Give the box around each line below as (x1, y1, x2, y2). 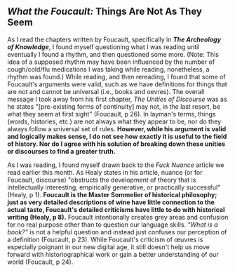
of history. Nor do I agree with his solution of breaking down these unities (7, 140, 226, 148)
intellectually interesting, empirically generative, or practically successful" (7, 182, 221, 192)
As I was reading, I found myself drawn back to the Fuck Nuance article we (7, 161, 224, 169)
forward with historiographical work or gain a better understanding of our (7, 250, 219, 258)
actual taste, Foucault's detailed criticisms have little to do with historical (7, 205, 225, 213)
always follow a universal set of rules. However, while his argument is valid (7, 124, 227, 133)
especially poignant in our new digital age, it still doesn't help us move (7, 242, 210, 251)
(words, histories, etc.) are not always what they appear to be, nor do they (7, 117, 222, 126)
